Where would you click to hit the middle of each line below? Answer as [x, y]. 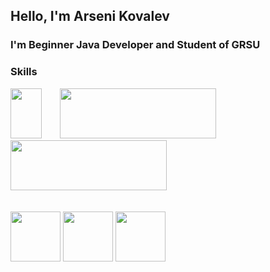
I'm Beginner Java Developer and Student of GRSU [135, 45]
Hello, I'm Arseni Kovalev [90, 16]
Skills [24, 72]
